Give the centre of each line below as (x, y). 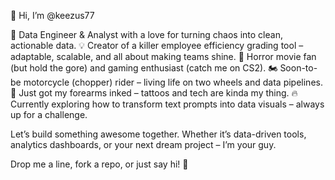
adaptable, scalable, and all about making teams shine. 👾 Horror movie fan (163, 56)
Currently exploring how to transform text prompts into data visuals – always (167, 104)
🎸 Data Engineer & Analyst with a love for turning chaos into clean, (146, 34)
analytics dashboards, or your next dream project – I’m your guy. (143, 144)
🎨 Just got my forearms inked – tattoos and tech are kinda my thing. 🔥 (154, 93)
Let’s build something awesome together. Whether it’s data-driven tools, (158, 134)
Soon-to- (298, 68)
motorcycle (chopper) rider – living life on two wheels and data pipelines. (173, 82)
